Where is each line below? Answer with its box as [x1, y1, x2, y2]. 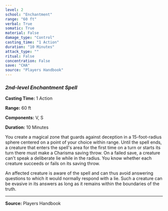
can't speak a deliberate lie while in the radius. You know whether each [5, 155, 152, 161]
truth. [5, 186, 16, 192]
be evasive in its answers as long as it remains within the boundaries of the [5, 181, 160, 187]
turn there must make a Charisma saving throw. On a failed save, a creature [5, 150, 160, 156]
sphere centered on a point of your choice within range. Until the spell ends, [5, 139, 162, 145]
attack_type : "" [5, 49, 39, 54]
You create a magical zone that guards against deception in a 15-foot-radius [5, 134, 162, 140]
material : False [5, 30, 39, 35]
